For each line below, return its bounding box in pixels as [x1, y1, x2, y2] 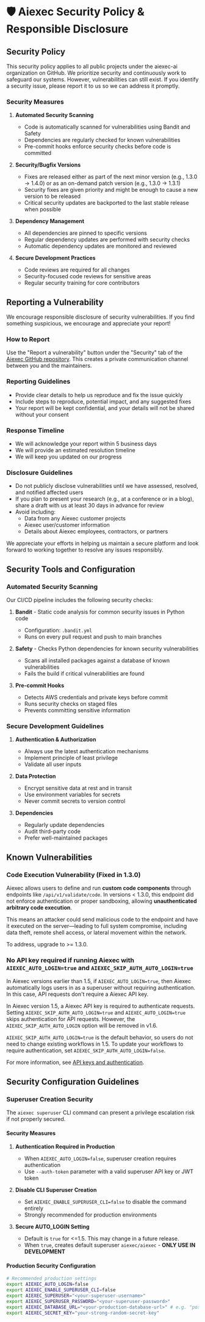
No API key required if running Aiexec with [6, 955, 135, 964]
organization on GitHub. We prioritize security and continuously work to [6, 69, 187, 77]
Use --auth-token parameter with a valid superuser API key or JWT [24, 1168, 194, 1176]
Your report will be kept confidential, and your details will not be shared [15, 404, 195, 411]
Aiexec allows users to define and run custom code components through [6, 884, 192, 892]
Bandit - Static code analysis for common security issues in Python [15, 608, 185, 615]
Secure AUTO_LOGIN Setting [15, 1223, 90, 1231]
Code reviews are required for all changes [24, 266, 130, 273]
